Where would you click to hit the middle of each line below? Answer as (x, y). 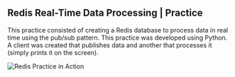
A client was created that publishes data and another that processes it (110, 45)
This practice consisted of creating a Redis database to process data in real (118, 30)
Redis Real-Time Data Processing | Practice (105, 13)
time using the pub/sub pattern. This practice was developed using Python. (117, 37)
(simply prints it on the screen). (53, 52)
